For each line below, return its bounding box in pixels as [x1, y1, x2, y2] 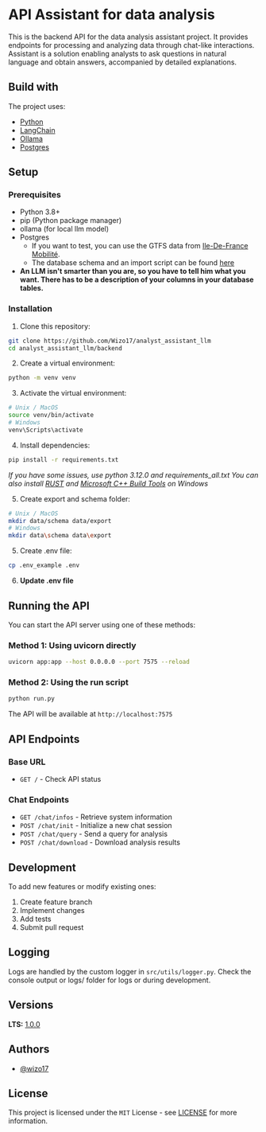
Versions [8, 998, 54, 1012]
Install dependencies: [19, 440, 91, 450]
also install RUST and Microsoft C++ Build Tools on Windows [8, 478, 209, 488]
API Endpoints [8, 732, 80, 746]
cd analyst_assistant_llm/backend [8, 344, 123, 352]
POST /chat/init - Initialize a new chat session [19, 821, 172, 830]
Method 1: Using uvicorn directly [8, 639, 137, 650]
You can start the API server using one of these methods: [8, 619, 196, 630]
